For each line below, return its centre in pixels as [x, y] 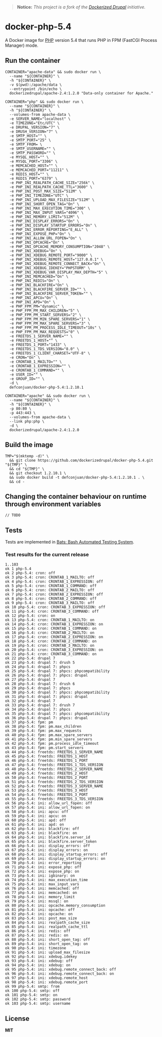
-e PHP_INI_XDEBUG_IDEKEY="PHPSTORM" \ [50, 268]
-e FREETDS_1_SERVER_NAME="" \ [41, 336]
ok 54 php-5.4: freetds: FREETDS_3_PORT [47, 795]
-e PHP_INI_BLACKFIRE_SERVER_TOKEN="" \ [51, 293]
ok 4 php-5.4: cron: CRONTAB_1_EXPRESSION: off [54, 582]
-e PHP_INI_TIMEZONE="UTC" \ [39, 195]
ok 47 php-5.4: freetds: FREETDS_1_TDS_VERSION [54, 765]
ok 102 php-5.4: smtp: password [38, 999]
